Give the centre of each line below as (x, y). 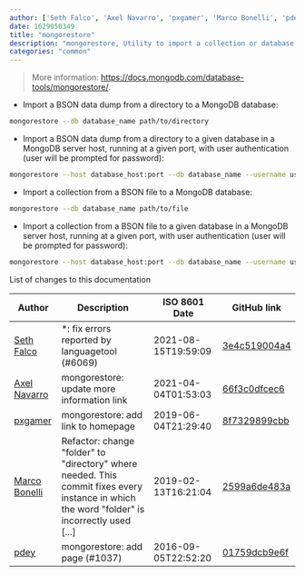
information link (94, 400)
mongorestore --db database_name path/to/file (99, 209)
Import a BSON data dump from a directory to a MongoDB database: (150, 104)
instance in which (98, 498)
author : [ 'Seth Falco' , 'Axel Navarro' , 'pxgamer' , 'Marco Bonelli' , (144, 18)
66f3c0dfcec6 (253, 389)
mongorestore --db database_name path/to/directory (109, 122)
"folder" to (84, 452)
